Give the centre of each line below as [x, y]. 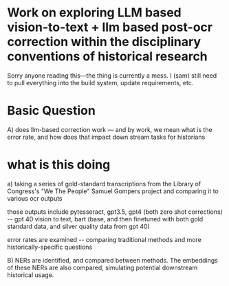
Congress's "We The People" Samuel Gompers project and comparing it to [113, 191]
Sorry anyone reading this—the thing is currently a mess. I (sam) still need [112, 75]
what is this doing [59, 165]
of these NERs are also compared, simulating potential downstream [102, 267]
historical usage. [31, 275]
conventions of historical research [107, 57]
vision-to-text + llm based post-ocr [110, 27]
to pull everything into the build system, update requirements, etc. [100, 82]
